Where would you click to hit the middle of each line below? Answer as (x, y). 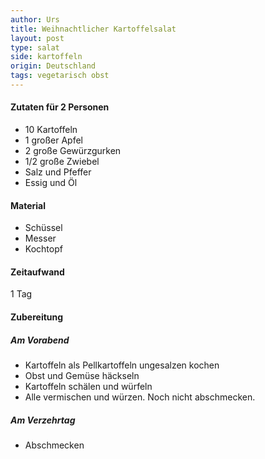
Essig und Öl (51, 183)
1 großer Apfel (53, 140)
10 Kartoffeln (51, 130)
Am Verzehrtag (43, 420)
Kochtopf (43, 249)
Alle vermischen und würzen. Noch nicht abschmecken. (140, 397)
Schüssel (43, 228)
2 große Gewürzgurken (73, 151)
